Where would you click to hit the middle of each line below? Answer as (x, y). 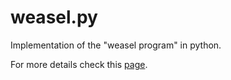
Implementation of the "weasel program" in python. (116, 45)
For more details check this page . (79, 64)
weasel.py (54, 17)
